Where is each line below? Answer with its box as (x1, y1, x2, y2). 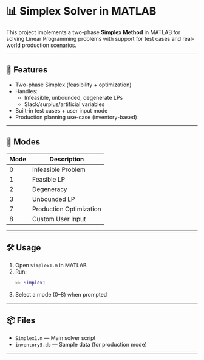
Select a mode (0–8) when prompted (15, 291, 107, 298)
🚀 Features (6, 65, 48, 76)
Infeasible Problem (32, 165, 86, 174)
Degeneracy (32, 185, 67, 193)
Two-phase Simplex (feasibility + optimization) (15, 81, 132, 88)
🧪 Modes (6, 137, 41, 147)
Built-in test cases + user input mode (15, 107, 108, 114)
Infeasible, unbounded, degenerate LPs (24, 94, 123, 101)
